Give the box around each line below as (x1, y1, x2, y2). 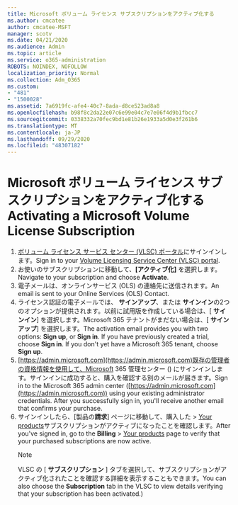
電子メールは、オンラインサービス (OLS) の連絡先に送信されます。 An (17, 281, 220, 290)
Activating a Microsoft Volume (7, 208, 190, 224)
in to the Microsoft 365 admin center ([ (17, 382, 131, 390)
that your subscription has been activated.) (17, 489, 144, 498)
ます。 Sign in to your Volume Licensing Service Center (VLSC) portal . (17, 256, 220, 265)
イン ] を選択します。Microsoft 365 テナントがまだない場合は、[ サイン (23, 316, 229, 324)
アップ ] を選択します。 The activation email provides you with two (17, 324, 209, 333)
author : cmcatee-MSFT (7, 23, 72, 30)
